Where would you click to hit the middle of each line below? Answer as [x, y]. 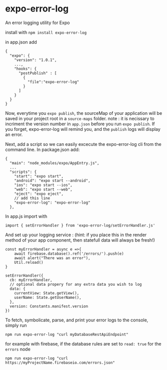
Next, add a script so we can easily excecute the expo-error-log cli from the [83, 144]
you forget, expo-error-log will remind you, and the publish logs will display [83, 129]
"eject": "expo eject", [39, 194]
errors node [18, 349]
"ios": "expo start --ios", [43, 185]
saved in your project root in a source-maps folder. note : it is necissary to [80, 118]
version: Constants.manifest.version [49, 306]
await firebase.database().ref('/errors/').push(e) [69, 254]
